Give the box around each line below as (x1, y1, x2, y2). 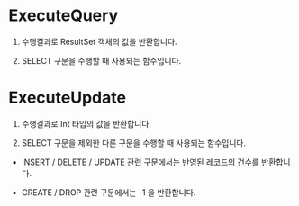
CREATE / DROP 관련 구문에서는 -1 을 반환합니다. (21, 186, 196, 198)
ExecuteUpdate (8, 87, 127, 108)
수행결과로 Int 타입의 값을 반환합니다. (21, 118, 152, 129)
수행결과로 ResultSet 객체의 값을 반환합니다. (21, 36, 177, 47)
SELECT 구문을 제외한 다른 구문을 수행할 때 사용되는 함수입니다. (21, 137, 247, 148)
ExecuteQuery (8, 5, 119, 26)
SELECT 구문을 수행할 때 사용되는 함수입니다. (21, 55, 182, 66)
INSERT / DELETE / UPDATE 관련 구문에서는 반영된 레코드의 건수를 (21, 157, 260, 167)
